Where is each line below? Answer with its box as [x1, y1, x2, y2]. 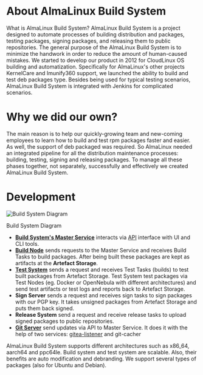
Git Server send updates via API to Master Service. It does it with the [15, 323, 188, 331]
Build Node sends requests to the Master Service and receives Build [15, 246, 187, 254]
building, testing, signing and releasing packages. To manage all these [6, 156, 182, 163]
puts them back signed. [15, 305, 75, 312]
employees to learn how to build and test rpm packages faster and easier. [6, 137, 191, 144]
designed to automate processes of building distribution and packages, [6, 30, 185, 38]
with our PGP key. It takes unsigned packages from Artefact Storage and [15, 298, 198, 305]
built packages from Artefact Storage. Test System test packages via [15, 272, 188, 280]
